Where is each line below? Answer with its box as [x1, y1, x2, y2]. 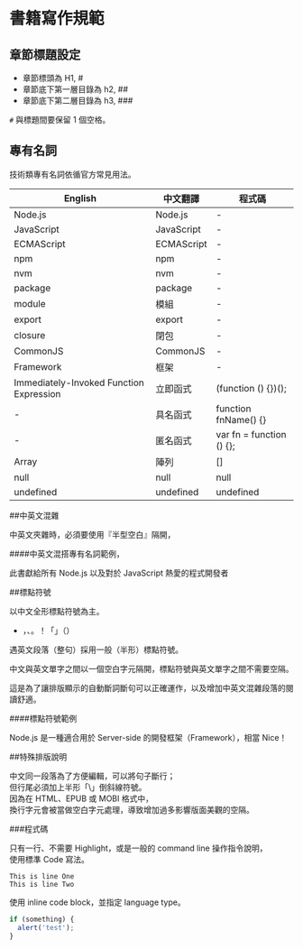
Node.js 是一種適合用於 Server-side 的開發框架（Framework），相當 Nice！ [9, 732, 288, 742]
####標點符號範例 [9, 713, 78, 723]
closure [14, 328, 46, 341]
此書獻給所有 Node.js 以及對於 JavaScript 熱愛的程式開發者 [9, 567, 229, 578]
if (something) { [9, 915, 75, 924]
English [63, 191, 97, 204]
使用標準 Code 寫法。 [9, 853, 90, 864]
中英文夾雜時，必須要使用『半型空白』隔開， [9, 529, 176, 539]
